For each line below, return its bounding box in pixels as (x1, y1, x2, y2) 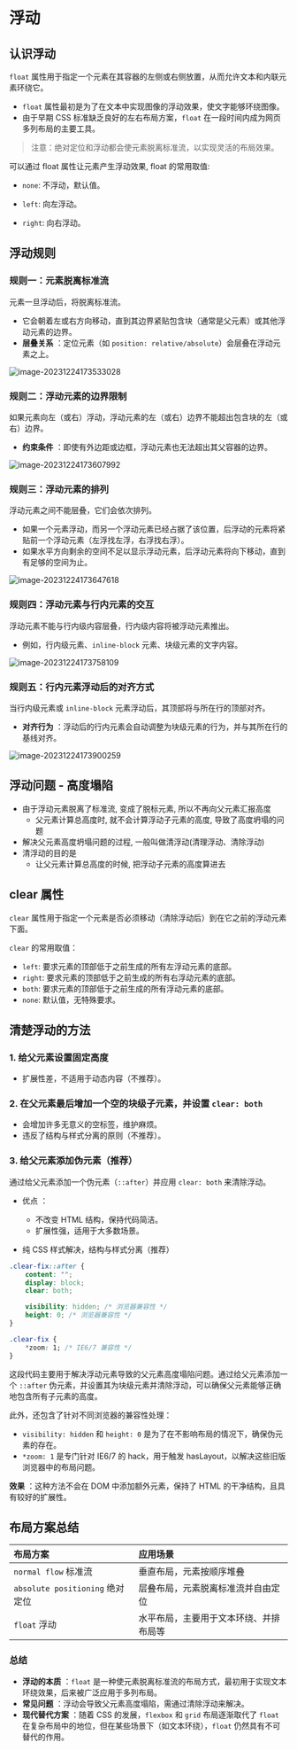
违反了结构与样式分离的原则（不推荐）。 (21, 1131, 166, 1141)
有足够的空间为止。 (21, 557, 93, 568)
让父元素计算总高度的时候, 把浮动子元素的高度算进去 (34, 859, 226, 869)
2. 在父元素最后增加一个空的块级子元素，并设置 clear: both (9, 1098, 263, 1110)
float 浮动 (13, 1619, 57, 1631)
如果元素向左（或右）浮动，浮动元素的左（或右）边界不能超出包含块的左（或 (9, 411, 288, 422)
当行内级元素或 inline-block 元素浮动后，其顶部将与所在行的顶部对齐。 (9, 702, 270, 713)
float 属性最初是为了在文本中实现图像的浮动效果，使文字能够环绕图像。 (21, 101, 285, 112)
